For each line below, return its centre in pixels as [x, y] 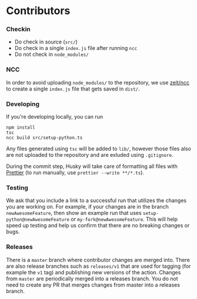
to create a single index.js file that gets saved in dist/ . [73, 89]
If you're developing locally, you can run [55, 117]
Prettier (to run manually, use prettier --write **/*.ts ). [75, 173]
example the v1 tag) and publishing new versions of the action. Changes [94, 272]
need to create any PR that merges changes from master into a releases [93, 285]
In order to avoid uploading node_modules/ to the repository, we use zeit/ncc [98, 82]
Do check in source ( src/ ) [46, 42]
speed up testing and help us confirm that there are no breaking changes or [98, 226]
